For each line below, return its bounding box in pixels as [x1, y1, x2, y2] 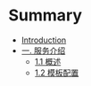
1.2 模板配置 [34, 67, 79, 78]
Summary [8, 5, 82, 26]
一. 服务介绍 [21, 45, 66, 56]
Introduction [21, 35, 67, 45]
